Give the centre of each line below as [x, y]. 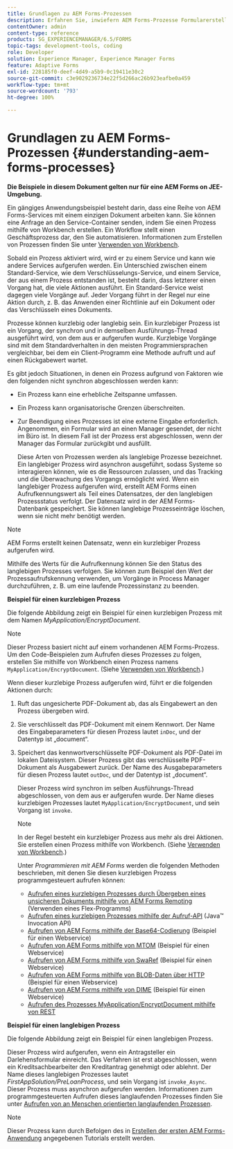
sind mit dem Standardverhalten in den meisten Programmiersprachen [107, 345]
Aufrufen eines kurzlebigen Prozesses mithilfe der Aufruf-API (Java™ [126, 916]
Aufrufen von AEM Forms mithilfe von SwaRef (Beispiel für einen [120, 960]
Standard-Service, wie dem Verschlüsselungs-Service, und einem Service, [114, 272]
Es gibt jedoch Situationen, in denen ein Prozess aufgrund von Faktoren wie [115, 373]
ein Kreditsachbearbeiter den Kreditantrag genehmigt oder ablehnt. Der [109, 1066]
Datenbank [33, 509]
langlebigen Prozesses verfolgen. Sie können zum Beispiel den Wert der [110, 571]
